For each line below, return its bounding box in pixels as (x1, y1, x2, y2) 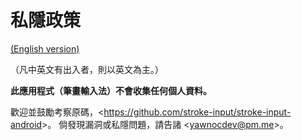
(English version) (10, 42, 80, 55)
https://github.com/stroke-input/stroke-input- (103, 106, 292, 118)
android (10, 118, 43, 130)
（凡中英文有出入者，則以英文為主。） (10, 63, 164, 75)
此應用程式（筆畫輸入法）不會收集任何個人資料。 (10, 84, 212, 96)
